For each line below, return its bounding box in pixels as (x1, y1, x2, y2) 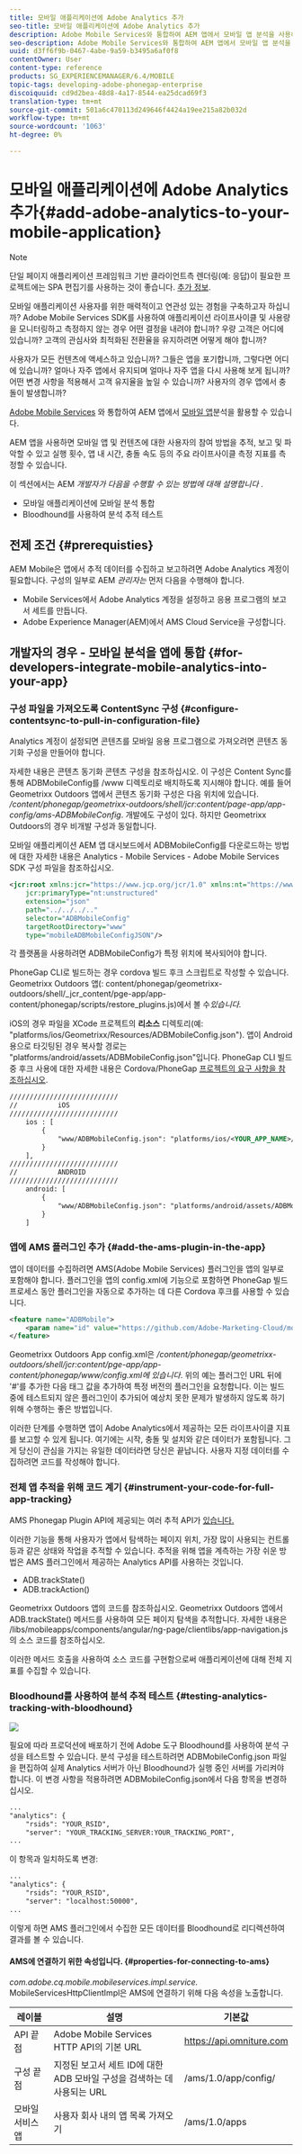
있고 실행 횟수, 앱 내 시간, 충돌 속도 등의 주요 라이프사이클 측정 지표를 (35, 447, 277, 459)
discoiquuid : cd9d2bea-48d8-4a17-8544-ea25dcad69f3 (9, 88, 207, 97)
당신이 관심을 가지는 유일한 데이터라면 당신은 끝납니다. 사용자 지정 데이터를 (18, 1446, 280, 1456)
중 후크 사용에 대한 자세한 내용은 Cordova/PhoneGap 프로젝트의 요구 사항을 (9, 1063, 277, 1074)
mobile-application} (9, 222, 162, 243)
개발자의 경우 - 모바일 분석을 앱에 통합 (9, 645, 206, 661)
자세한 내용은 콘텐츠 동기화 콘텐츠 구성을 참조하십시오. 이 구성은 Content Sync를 (9, 766, 292, 777)
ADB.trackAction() (22, 1583, 90, 1594)
